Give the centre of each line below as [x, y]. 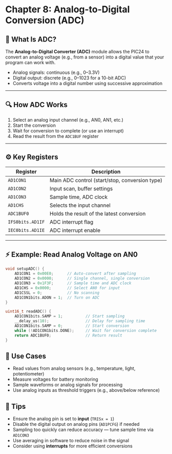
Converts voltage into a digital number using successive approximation [88, 83]
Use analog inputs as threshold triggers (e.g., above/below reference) [86, 390]
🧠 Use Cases [26, 356]
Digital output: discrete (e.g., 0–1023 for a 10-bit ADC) [69, 78]
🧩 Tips [16, 406]
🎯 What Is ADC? [31, 39]
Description [106, 171]
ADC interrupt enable [75, 230]
